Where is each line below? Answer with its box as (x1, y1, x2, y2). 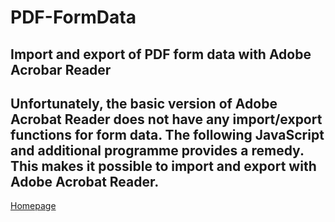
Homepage (10, 200, 57, 212)
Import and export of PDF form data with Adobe (10, 46, 312, 63)
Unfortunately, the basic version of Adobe (10, 95, 278, 112)
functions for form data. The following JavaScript (10, 126, 325, 143)
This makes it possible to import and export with (10, 157, 317, 175)
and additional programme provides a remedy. (10, 142, 305, 159)
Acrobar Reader (10, 61, 112, 78)
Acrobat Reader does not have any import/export (10, 111, 323, 128)
